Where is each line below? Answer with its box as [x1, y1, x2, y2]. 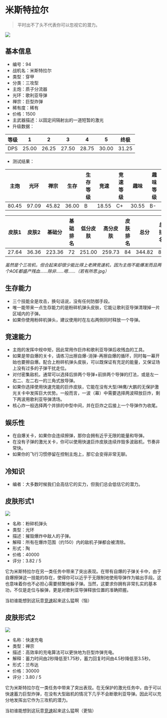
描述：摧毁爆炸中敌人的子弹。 [12, 533, 73, 539]
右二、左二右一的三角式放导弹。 [12, 378, 78, 384]
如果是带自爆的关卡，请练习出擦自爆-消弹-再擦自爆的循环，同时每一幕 [12, 353, 156, 359]
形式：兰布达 [12, 661, 39, 667]
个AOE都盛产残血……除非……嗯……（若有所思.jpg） [5, 268, 110, 274]
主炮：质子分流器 [12, 86, 48, 92]
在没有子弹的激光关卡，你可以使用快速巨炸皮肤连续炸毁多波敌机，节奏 [12, 439, 156, 445]
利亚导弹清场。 [34, 396, 65, 402]
